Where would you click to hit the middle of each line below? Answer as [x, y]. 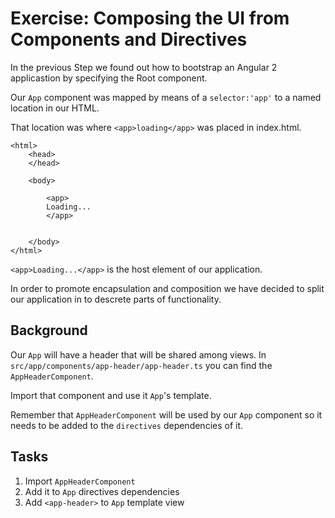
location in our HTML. [55, 108]
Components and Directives [129, 39]
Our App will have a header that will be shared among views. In [138, 354]
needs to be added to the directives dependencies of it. [127, 425]
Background [49, 330]
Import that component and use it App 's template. [111, 395]
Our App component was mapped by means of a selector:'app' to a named [166, 97]
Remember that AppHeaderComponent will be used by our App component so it [166, 414]
